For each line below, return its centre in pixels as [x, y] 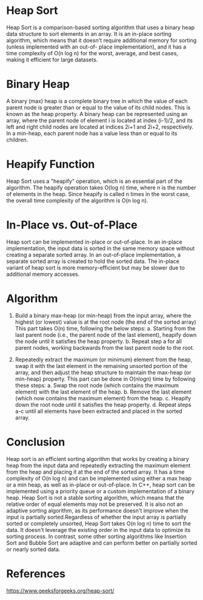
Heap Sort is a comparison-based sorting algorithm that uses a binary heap [101, 27]
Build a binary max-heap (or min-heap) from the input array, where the [103, 315]
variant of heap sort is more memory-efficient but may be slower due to [95, 267]
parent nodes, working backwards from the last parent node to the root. [105, 347]
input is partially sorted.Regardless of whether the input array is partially [96, 517]
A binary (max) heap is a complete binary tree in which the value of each [97, 101]
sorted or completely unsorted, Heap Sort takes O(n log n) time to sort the [99, 523]
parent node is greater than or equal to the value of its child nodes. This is [98, 107]
